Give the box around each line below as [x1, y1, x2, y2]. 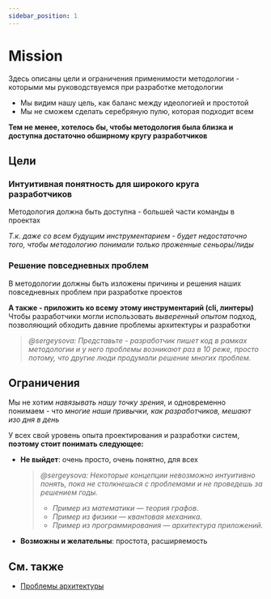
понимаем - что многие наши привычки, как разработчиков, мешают [8, 406, 252, 416]
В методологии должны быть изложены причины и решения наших [8, 278, 241, 288]
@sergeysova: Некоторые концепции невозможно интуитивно [40, 470, 256, 480]
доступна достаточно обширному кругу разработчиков [8, 130, 208, 140]
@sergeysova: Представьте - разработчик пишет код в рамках [28, 335, 248, 345]
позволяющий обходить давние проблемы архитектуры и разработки [8, 320, 251, 329]
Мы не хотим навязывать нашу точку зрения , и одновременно [8, 397, 227, 407]
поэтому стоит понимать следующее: [8, 439, 144, 449]
